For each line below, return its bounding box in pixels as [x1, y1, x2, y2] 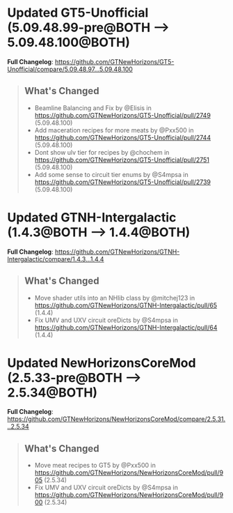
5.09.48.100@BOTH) [7, 35, 130, 50]
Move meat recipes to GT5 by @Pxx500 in [34, 461, 156, 470]
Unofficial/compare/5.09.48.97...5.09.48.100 [7, 65, 134, 73]
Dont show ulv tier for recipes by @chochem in [34, 148, 170, 156]
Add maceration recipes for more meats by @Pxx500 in [34, 125, 194, 134]
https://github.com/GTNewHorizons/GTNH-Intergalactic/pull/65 [34, 301, 218, 309]
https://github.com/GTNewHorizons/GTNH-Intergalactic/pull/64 [34, 323, 218, 332]
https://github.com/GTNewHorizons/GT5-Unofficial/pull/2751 [34, 155, 210, 164]
